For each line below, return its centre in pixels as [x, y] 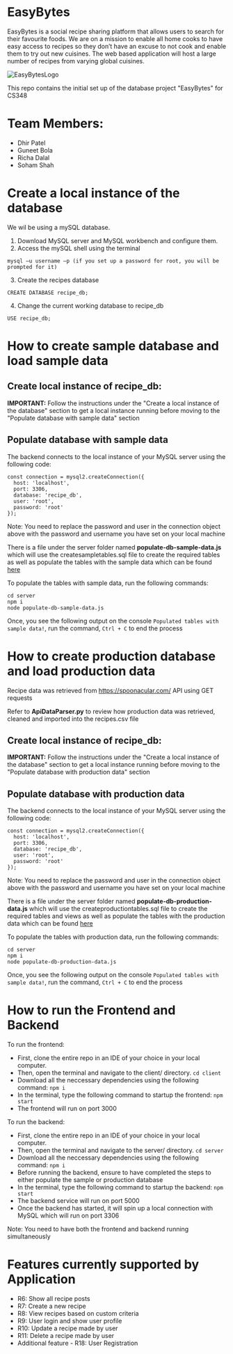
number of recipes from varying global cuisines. [76, 61]
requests [20, 698]
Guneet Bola [35, 150]
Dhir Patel [31, 143]
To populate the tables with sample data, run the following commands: [108, 583]
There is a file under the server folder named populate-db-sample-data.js [114, 547]
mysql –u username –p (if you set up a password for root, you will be [113, 261]
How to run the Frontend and [91, 1010]
